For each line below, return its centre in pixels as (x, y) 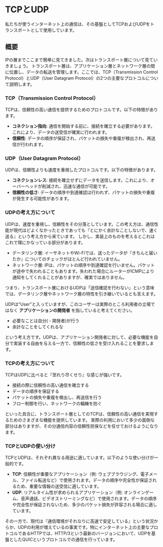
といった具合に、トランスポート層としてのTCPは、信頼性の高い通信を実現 (80, 414)
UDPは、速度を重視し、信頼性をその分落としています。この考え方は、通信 (80, 224)
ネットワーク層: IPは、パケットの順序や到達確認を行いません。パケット (83, 265)
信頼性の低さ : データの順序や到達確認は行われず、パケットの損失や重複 (83, 193)
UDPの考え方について (30, 213)
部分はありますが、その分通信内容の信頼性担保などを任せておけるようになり (82, 426)
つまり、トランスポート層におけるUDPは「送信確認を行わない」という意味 (80, 287)
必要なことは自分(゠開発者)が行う (46, 321)
